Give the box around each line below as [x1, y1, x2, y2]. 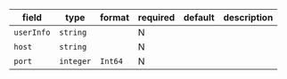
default [183, 12, 216, 23]
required [137, 12, 176, 23]
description [223, 12, 274, 23]
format [99, 12, 129, 23]
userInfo [13, 28, 51, 37]
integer [59, 57, 92, 66]
